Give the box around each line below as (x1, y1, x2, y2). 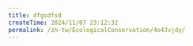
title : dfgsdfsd (8, 11, 62, 19)
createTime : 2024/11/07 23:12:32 (8, 19, 119, 27)
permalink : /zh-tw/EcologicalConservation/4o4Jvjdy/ (8, 26, 186, 34)
